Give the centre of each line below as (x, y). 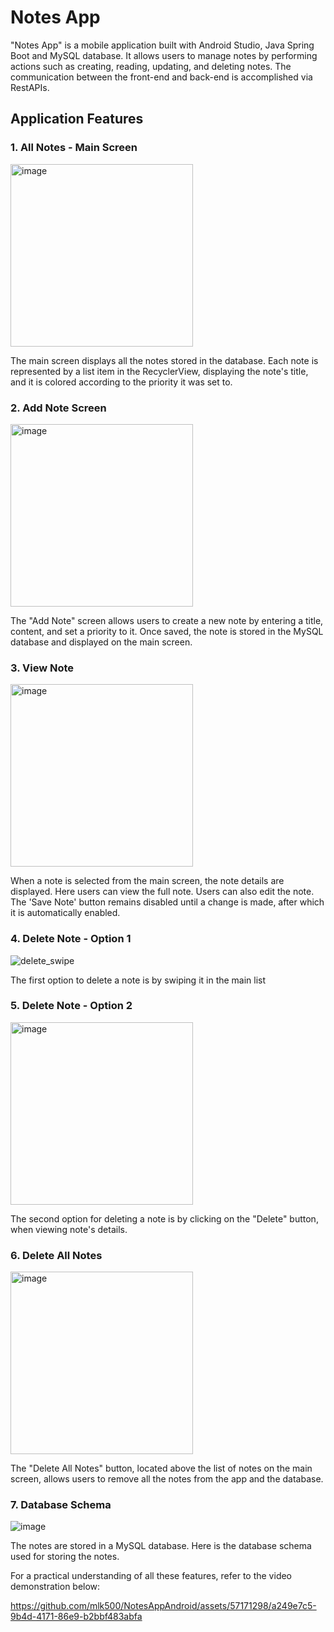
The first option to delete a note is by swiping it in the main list (138, 980)
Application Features (77, 119)
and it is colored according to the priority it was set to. (121, 382)
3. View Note (42, 668)
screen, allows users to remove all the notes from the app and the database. (167, 1479)
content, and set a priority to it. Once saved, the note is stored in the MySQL (167, 631)
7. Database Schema (61, 1505)
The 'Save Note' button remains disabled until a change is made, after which (167, 902)
